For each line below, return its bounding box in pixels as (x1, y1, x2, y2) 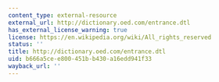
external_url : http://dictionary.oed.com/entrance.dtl (8, 19, 191, 27)
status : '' (8, 41, 44, 48)
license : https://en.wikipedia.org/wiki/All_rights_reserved (8, 33, 212, 41)
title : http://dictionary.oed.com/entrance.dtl (8, 48, 167, 55)
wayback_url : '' (8, 62, 61, 70)
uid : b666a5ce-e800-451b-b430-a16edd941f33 (8, 55, 153, 63)
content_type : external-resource (8, 11, 117, 20)
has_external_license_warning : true (8, 26, 127, 34)
